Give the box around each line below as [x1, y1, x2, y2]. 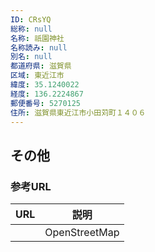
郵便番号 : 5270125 [10, 98, 82, 108]
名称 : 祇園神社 [10, 33, 65, 43]
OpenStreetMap [44, 226, 120, 240]
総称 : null [10, 24, 53, 34]
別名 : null [10, 52, 53, 62]
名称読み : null [10, 42, 68, 53]
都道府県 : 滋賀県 [10, 61, 72, 71]
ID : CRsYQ [10, 14, 52, 25]
